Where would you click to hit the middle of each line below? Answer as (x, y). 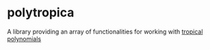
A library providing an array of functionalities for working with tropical (105, 32)
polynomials (24, 38)
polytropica (41, 13)
